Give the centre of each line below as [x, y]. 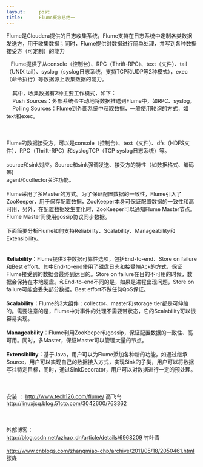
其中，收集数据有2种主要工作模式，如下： [64, 93]
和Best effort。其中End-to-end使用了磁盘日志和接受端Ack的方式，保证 [95, 266]
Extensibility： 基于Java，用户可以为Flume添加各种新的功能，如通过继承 [97, 354]
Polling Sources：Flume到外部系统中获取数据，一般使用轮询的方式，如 [100, 108]
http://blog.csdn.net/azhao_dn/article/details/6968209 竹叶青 [83, 437]
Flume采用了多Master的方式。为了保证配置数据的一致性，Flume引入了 [94, 194]
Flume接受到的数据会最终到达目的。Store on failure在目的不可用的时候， [97, 274]
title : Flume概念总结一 [41, 18]
